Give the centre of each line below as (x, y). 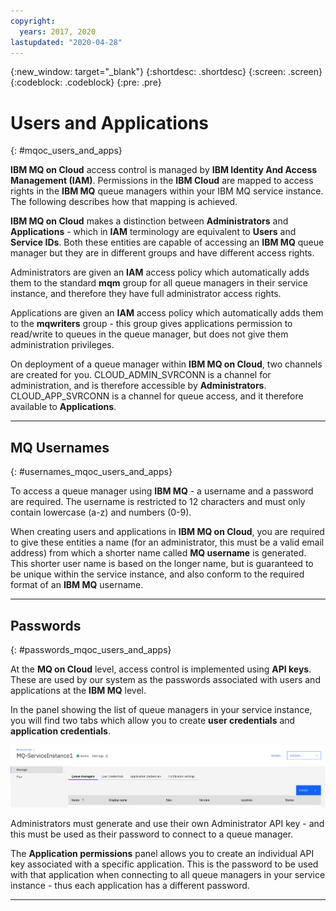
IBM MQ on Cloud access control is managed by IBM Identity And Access (164, 170)
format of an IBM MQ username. (77, 585)
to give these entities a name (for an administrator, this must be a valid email (167, 542)
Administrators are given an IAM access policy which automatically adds (160, 272)
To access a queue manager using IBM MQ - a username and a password (162, 491)
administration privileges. (62, 345)
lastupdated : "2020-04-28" (66, 42)
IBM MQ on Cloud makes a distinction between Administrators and (149, 221)
